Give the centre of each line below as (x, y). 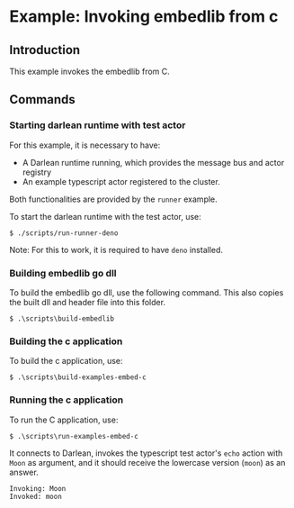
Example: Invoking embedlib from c (144, 17)
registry (37, 172)
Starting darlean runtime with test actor (98, 125)
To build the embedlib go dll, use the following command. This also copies (147, 292)
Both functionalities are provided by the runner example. (113, 199)
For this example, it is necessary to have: (85, 145)
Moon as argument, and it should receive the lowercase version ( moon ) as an (147, 462)
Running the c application (67, 400)
